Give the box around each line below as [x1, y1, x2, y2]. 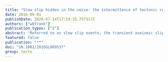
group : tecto [5, 49, 32, 54]
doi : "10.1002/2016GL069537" [5, 44, 66, 49]
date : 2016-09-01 [5, 12, 41, 17]
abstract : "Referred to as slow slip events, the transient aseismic [5, 30, 153, 35]
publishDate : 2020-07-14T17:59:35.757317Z [5, 16, 95, 21]
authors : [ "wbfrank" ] [5, 21, 50, 26]
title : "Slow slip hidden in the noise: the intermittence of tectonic [5, 7, 157, 12]
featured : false [5, 35, 39, 40]
